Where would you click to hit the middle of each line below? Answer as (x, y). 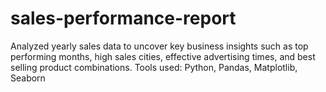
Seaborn (28, 78)
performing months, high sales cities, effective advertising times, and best (163, 56)
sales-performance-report (123, 18)
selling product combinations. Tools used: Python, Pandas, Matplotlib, (154, 67)
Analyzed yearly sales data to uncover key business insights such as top (159, 46)
